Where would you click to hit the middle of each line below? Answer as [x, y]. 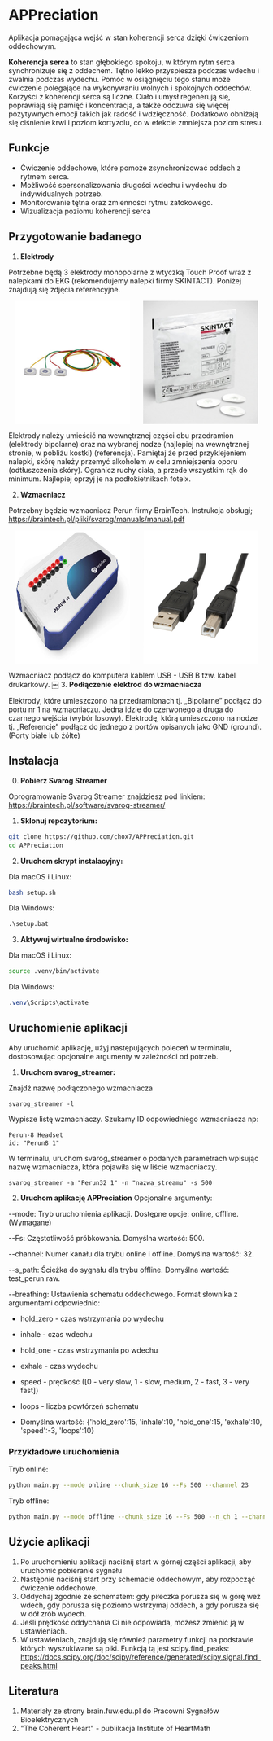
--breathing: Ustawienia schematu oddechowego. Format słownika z [123, 1294]
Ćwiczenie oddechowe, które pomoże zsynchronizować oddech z [130, 168]
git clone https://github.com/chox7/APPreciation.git [102, 836]
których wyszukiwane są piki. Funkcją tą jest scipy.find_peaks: [125, 1648]
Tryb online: [28, 1469]
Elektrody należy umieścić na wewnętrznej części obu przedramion [121, 436]
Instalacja [34, 761]
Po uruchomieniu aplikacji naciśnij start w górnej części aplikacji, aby [136, 1562]
